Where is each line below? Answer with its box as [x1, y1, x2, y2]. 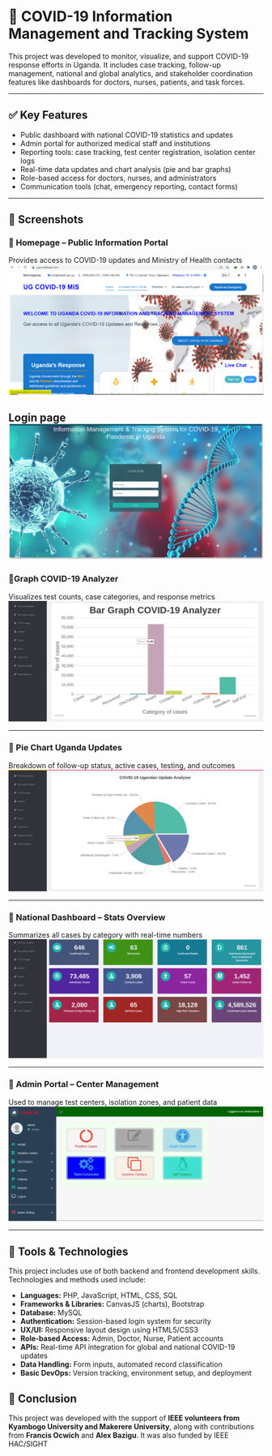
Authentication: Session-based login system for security [19, 1316, 212, 1326]
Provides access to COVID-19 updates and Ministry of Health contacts [8, 256, 243, 265]
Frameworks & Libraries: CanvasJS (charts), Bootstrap [19, 1299, 205, 1309]
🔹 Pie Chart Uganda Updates [8, 742, 123, 754]
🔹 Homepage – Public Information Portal [8, 237, 168, 248]
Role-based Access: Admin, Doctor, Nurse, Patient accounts [19, 1334, 224, 1343]
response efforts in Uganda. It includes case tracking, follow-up [8, 60, 221, 70]
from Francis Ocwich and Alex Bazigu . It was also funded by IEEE [8, 1431, 229, 1441]
